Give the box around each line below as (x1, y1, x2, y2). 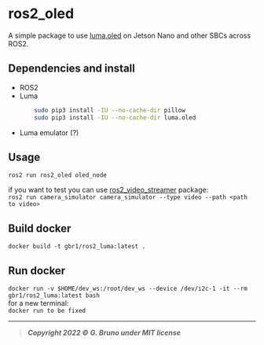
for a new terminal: (8, 298, 69, 307)
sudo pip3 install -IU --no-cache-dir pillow (34, 106, 186, 114)
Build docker (8, 222, 71, 235)
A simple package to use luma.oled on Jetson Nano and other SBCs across (8, 31, 251, 40)
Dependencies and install (8, 62, 135, 75)
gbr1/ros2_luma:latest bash (8, 292, 101, 299)
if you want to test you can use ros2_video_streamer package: (8, 185, 209, 195)
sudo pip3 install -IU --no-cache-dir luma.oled (34, 113, 196, 122)
